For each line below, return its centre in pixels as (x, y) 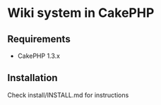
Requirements (39, 39)
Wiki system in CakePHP (81, 13)
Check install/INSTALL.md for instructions (68, 95)
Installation (32, 78)
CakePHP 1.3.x (39, 56)
